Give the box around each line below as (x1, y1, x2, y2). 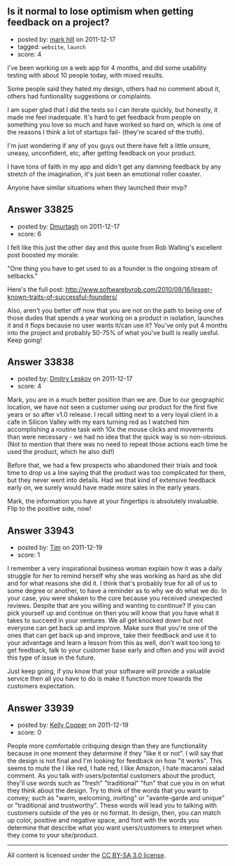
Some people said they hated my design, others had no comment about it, (7, 84, 220, 93)
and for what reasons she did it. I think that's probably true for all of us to (7, 579, 218, 588)
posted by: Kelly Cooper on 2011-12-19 (17, 721, 129, 730)
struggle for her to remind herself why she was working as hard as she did (7, 572, 222, 580)
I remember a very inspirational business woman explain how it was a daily (7, 565, 222, 573)
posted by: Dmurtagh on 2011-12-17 (17, 222, 120, 230)
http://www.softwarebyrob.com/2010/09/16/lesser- (65, 285, 213, 293)
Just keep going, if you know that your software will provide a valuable (7, 667, 211, 676)
